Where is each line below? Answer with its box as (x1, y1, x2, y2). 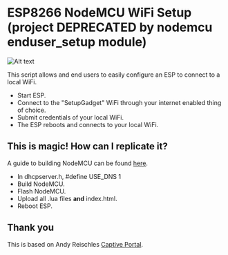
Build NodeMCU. (17, 180, 66, 188)
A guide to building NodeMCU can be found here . (7, 159, 149, 167)
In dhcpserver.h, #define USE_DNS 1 (17, 172, 122, 180)
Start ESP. (17, 91, 46, 100)
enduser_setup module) (7, 35, 147, 50)
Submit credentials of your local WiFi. (17, 113, 124, 122)
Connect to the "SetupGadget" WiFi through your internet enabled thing (17, 98, 222, 106)
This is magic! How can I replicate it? (7, 140, 168, 153)
